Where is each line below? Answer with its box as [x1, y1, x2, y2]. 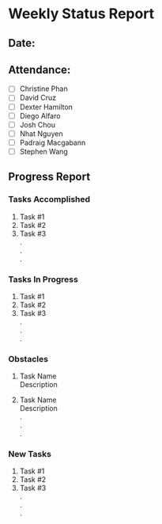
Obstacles [8, 353, 49, 364]
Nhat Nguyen [19, 128, 63, 139]
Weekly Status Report [8, 5, 155, 23]
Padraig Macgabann [19, 138, 86, 147]
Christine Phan [19, 84, 69, 93]
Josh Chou [19, 120, 55, 129]
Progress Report [8, 170, 91, 184]
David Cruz [19, 93, 57, 103]
